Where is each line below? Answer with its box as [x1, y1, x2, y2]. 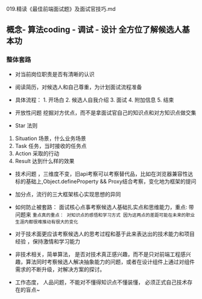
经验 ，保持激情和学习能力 [14, 237, 80, 245]
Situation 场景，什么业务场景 [14, 135, 86, 142]
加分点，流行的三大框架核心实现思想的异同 [14, 190, 121, 198]
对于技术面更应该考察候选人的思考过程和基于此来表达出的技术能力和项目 [14, 230, 195, 237]
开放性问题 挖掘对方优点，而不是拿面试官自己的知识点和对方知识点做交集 [14, 109, 197, 116]
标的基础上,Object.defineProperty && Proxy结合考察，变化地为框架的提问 [14, 178, 197, 185]
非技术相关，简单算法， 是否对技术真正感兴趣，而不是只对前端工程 [14, 250, 181, 258]
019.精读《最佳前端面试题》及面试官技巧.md [6, 5, 116, 12]
